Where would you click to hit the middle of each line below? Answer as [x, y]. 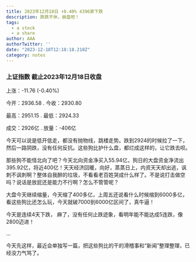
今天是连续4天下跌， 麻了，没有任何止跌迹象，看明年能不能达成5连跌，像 [94, 214]
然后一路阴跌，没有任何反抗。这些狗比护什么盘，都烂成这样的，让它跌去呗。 [98, 148]
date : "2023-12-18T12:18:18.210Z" [48, 50]
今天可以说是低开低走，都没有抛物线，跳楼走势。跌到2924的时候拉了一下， [97, 140]
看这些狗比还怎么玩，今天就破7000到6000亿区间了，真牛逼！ [80, 202]
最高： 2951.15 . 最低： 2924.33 [43, 115]
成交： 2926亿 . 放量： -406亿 [41, 128]
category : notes [26, 55]
